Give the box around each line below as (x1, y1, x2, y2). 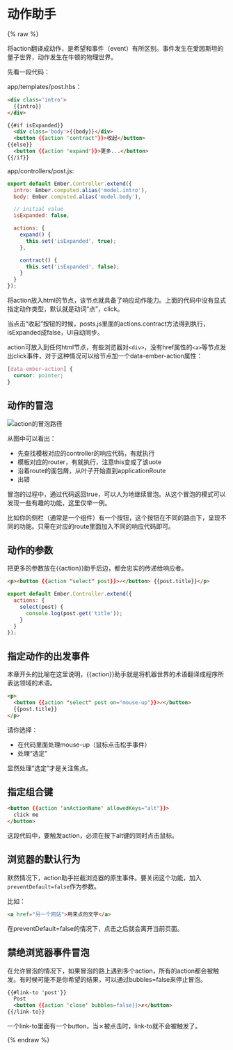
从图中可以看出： (7, 434, 56, 443)
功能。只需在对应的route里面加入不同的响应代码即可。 (19, 522, 175, 530)
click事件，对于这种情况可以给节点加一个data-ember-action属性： (13, 352, 203, 360)
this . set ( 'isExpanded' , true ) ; (25, 237, 117, 244)
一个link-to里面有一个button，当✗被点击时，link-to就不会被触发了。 (7, 1022, 202, 1031)
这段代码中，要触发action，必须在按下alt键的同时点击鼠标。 (7, 832, 179, 840)
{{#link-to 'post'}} (7, 989, 67, 996)
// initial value (13, 206, 64, 213)
